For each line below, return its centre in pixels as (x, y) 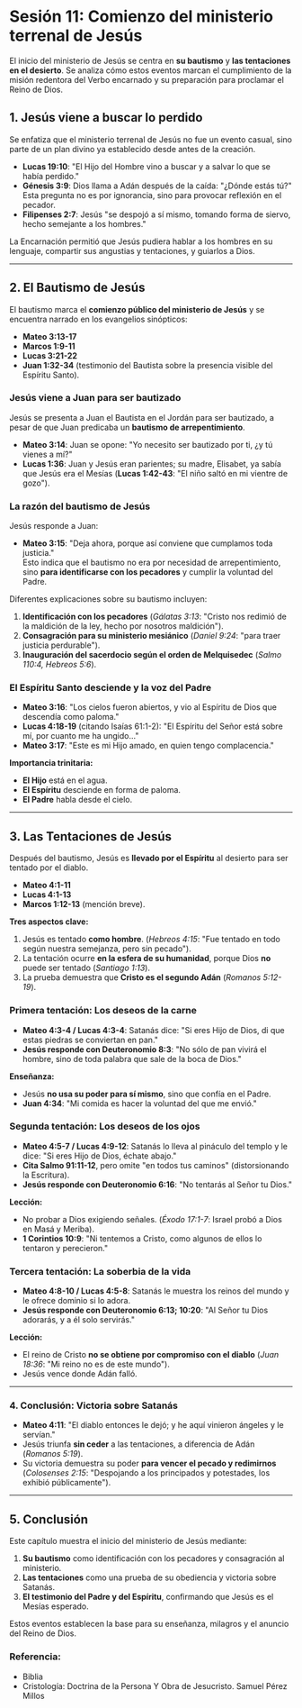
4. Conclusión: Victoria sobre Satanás (93, 1405)
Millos (33, 1695)
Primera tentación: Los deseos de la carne (103, 1011)
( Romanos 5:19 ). (53, 1454)
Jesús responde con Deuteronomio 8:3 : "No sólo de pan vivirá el (144, 1049)
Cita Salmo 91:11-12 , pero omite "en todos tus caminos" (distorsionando (155, 1165)
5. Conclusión (49, 1519)
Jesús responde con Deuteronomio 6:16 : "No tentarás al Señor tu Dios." (157, 1184)
